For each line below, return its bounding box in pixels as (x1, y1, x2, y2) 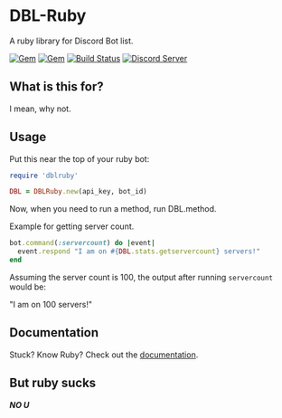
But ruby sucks (9, 375, 97, 391)
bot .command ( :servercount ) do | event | (9, 239, 155, 248)
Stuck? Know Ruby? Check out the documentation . (9, 349, 199, 360)
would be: (9, 281, 47, 292)
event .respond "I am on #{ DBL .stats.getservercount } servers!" (17, 247, 260, 256)
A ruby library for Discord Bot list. (9, 35, 134, 46)
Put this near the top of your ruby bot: (9, 153, 150, 164)
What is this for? (9, 79, 104, 95)
